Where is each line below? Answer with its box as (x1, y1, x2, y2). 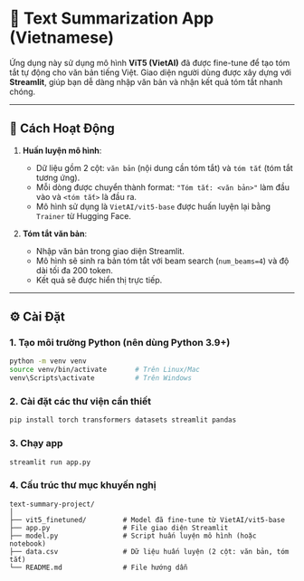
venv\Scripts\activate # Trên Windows (9, 374, 193, 383)
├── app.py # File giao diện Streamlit (9, 523, 229, 532)
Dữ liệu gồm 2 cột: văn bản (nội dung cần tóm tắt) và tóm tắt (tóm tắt (35, 162, 294, 173)
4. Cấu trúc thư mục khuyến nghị (9, 479, 157, 491)
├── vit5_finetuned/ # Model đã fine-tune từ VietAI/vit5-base (9, 515, 285, 524)
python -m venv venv (9, 357, 88, 366)
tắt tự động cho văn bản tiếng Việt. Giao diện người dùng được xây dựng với (9, 67, 292, 78)
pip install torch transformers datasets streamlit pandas (9, 415, 237, 424)
